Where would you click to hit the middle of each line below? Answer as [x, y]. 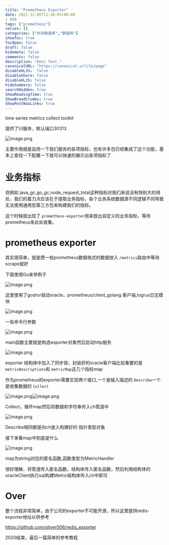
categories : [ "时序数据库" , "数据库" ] [42, 33]
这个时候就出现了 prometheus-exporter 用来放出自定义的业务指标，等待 [78, 216]
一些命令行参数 [21, 322]
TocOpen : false [21, 43]
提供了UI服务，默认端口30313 [36, 129]
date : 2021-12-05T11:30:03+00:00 [40, 15]
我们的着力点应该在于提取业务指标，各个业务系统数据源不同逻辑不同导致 [89, 199]
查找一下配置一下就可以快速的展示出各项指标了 [62, 155]
